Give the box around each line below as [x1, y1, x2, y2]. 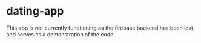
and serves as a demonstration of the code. [6, 30, 115, 38]
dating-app [6, 4, 64, 18]
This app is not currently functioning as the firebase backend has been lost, [6, 24, 195, 31]
